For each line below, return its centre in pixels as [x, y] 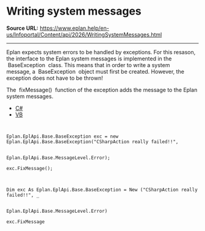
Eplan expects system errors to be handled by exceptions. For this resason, [101, 52]
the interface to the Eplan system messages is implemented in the [89, 59]
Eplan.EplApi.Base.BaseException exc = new [63, 136]
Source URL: [22, 28]
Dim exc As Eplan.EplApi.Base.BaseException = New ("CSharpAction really [102, 190]
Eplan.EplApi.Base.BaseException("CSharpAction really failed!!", [92, 141]
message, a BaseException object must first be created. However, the [95, 71]
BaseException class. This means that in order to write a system [89, 65]
